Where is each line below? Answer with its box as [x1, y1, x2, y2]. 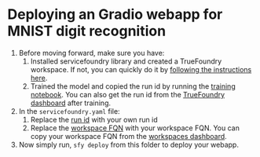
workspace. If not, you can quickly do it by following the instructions [30, 64, 252, 74]
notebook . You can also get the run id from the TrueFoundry [30, 89, 225, 99]
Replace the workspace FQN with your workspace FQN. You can [30, 123, 240, 133]
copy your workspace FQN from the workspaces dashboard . [30, 131, 227, 141]
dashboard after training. [30, 98, 112, 108]
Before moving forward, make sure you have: [18, 48, 165, 57]
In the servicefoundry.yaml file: [18, 106, 120, 115]
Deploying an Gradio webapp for [7, 5, 223, 24]
